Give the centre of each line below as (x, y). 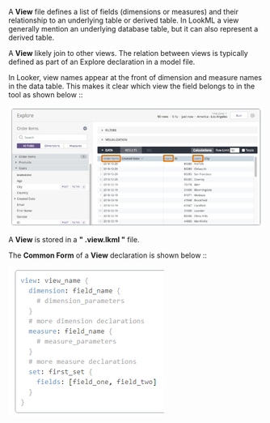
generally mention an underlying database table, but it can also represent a (133, 29)
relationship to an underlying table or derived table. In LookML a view (124, 20)
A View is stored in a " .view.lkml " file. (74, 239)
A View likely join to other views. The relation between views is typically (128, 53)
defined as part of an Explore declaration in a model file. (102, 62)
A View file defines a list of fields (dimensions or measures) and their (124, 12)
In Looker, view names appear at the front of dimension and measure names (135, 77)
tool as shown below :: (46, 95)
